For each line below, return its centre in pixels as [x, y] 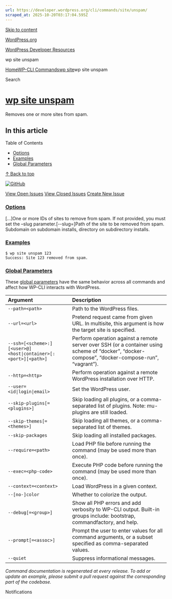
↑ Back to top [20, 174]
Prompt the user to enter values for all [117, 531]
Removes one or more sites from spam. [47, 114]
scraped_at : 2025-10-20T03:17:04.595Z [47, 15]
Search [13, 79]
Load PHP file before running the [111, 444]
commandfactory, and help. [105, 522]
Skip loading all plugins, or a [106, 399]
